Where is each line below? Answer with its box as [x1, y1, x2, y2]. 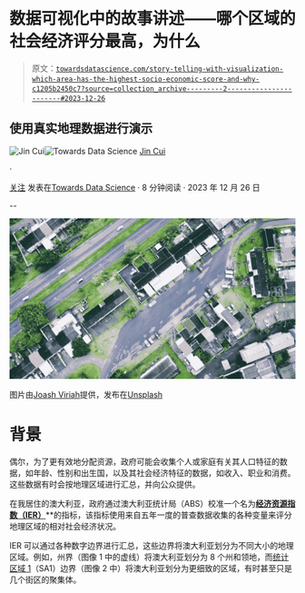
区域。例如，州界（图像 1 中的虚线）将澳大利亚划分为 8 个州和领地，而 [9, 551, 274, 563]
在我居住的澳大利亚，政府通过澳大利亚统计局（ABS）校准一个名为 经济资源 [9, 499, 288, 509]
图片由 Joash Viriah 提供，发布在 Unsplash [9, 390, 163, 400]
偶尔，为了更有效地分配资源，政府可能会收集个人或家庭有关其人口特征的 [9, 456, 280, 468]
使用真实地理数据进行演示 [9, 121, 152, 136]
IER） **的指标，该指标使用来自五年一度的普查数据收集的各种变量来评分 [25, 509, 292, 520]
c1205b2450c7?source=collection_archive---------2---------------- [31, 84, 292, 94]
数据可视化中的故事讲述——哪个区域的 [9, 8, 297, 29]
